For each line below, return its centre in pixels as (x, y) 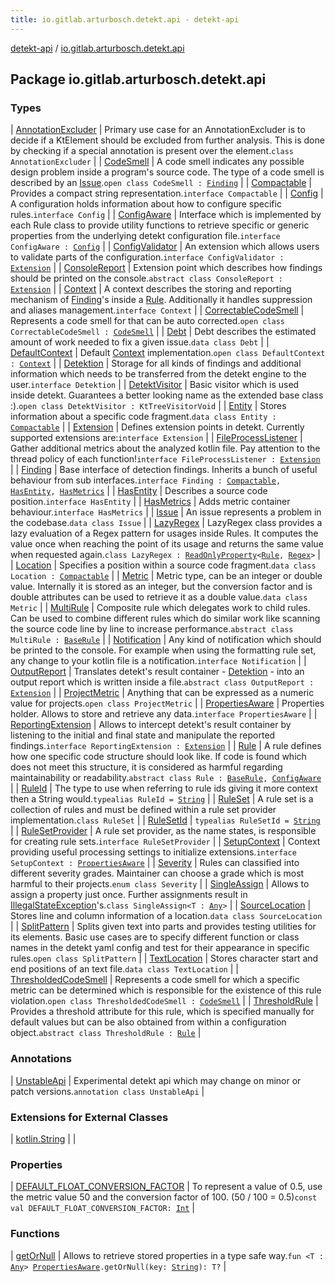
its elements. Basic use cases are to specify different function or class (155, 937)
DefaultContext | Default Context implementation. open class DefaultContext (168, 353)
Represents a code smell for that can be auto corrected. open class (148, 321)
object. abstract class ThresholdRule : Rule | (106, 1033)
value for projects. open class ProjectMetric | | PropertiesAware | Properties (167, 703)
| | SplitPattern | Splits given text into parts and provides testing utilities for (163, 927)
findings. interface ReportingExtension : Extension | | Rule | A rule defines (166, 746)
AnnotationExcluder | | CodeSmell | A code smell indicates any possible (157, 162)
